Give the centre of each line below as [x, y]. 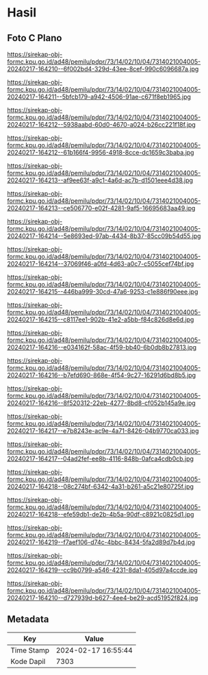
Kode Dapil [28, 661]
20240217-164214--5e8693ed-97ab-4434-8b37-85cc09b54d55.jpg [104, 236]
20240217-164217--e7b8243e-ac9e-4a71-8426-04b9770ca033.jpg [103, 431]
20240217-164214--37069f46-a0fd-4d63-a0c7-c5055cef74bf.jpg [101, 264]
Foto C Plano [35, 38]
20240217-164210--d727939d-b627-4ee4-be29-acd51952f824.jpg [103, 598]
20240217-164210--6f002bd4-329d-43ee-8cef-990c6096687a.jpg [103, 69]
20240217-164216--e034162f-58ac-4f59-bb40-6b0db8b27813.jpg [102, 347]
